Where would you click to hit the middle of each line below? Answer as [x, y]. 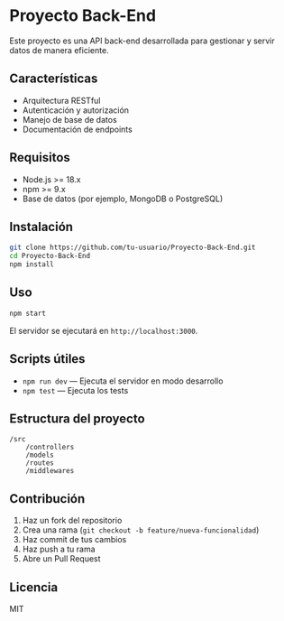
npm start [28, 313]
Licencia [34, 587]
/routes [40, 463]
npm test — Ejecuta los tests [75, 390]
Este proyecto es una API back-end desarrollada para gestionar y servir [142, 41]
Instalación [41, 227]
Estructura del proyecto [78, 418]
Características [54, 79]
